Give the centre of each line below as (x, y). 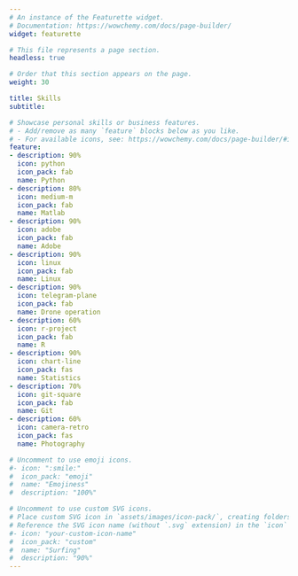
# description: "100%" (53, 493)
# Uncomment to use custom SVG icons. (81, 509)
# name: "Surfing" (45, 550)
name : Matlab (41, 214)
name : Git (35, 411)
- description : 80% (45, 188)
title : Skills (35, 98)
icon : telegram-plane (57, 296)
